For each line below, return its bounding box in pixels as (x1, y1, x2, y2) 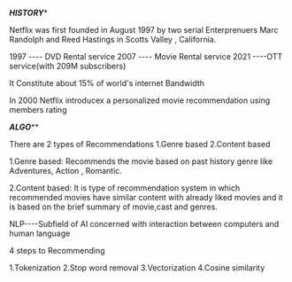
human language (9, 228, 71, 239)
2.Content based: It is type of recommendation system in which (9, 183, 241, 193)
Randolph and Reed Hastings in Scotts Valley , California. (9, 35, 217, 44)
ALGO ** (9, 121, 40, 132)
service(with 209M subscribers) (9, 61, 127, 71)
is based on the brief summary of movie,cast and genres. (9, 201, 219, 212)
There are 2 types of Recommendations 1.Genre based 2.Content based (9, 139, 271, 149)
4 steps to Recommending (9, 246, 105, 255)
